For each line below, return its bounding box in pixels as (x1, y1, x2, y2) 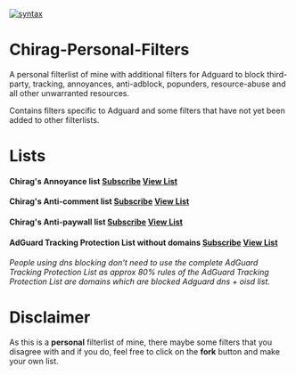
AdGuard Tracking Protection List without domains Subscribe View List (9, 237, 278, 248)
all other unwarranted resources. (9, 87, 129, 98)
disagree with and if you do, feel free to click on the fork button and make (9, 346, 281, 357)
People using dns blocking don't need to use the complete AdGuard (9, 257, 259, 268)
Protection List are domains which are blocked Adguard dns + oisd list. (9, 276, 270, 287)
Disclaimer (9, 307, 91, 328)
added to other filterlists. (9, 114, 100, 125)
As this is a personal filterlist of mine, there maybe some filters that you (9, 337, 273, 347)
